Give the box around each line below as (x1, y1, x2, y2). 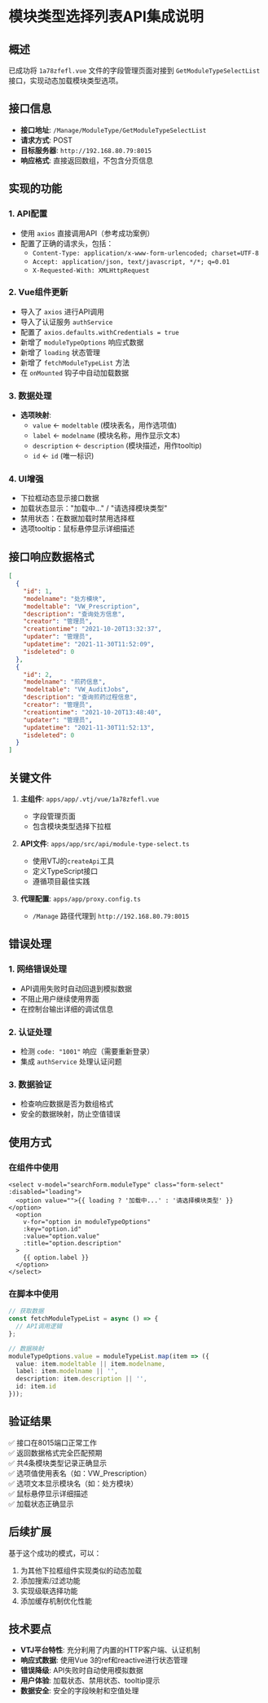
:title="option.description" (23, 1239, 122, 1247)
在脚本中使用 (8, 1288, 59, 1299)
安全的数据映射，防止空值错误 (20, 1109, 121, 1119)
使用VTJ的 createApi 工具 (32, 856, 115, 866)
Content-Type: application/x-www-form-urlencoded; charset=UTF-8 (32, 249, 259, 257)
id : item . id (15, 1382, 57, 1391)
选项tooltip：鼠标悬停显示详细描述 (20, 524, 135, 533)
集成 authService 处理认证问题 (20, 1056, 122, 1066)
